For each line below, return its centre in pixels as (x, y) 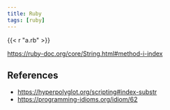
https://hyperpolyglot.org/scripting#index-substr (87, 92)
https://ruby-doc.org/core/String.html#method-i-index (85, 54)
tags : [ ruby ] (26, 20)
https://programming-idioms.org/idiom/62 (77, 100)
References (33, 75)
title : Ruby (24, 14)
